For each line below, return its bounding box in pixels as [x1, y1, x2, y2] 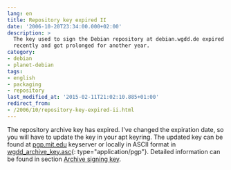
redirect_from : [7, 100, 51, 107]
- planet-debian [7, 62, 54, 68]
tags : [7, 68, 23, 75]
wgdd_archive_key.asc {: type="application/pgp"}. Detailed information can [7, 147, 221, 155]
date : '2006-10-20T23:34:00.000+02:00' [7, 23, 122, 30]
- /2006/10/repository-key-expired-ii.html [7, 106, 135, 113]
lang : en [7, 10, 33, 17]
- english [7, 74, 36, 82]
